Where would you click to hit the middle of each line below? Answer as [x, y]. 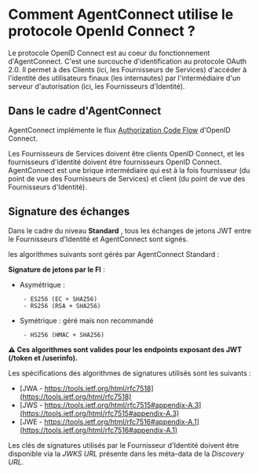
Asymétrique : [42, 284]
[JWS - [31, 405]
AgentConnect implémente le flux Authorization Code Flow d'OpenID [120, 130]
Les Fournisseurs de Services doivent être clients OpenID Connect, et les [126, 153]
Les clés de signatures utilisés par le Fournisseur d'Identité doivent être [124, 445]
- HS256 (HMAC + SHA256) [64, 335]
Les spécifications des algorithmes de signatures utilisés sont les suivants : [129, 373]
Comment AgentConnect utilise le [121, 15]
